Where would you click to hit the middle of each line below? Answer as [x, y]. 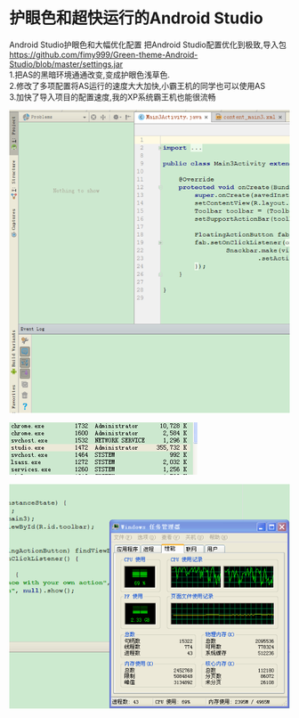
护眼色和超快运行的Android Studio [137, 18]
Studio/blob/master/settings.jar [66, 64]
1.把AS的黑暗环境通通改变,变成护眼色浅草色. [90, 74]
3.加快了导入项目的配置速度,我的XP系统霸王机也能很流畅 [113, 97]
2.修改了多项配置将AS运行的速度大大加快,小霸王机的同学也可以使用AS [137, 86]
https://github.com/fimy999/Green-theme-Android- [104, 54]
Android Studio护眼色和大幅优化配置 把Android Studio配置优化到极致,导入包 [148, 45]
